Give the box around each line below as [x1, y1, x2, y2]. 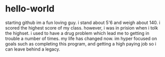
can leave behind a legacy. [5, 46, 60, 52]
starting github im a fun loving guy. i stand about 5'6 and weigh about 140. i [5, 19, 160, 25]
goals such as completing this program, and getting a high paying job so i [5, 40, 156, 46]
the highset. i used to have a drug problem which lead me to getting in [5, 30, 149, 36]
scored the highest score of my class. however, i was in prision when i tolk [5, 24, 158, 30]
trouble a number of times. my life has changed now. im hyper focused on [5, 35, 157, 41]
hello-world [5, 3, 55, 14]
